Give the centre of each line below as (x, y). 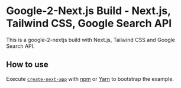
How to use (27, 65)
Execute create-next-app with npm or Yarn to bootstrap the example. (90, 79)
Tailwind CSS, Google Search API (89, 23)
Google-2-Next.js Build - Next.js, (88, 11)
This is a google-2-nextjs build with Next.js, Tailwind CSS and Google (91, 40)
